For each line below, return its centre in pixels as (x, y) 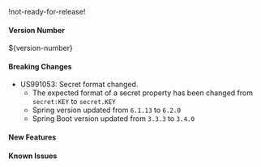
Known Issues (33, 156)
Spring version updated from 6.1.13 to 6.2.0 (106, 110)
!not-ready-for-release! (47, 12)
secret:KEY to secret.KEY (74, 102)
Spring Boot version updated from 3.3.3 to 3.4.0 (113, 119)
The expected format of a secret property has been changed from (143, 93)
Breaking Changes (40, 66)
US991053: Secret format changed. (79, 85)
